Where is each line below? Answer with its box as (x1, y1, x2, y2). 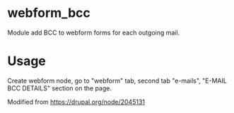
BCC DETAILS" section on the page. (7, 83, 112, 93)
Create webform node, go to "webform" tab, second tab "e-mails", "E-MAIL (7, 76, 228, 85)
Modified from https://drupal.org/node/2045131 (7, 97, 145, 106)
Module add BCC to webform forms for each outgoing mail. (7, 28, 180, 37)
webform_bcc (7, 5, 90, 21)
